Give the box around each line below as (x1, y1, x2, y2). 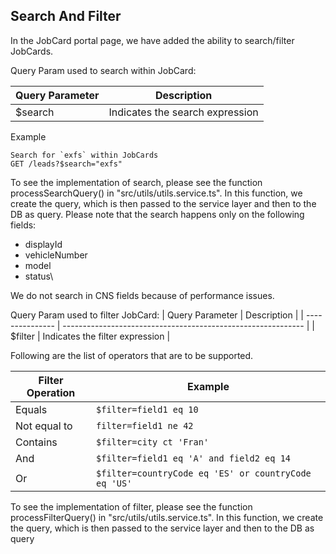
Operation (26, 385, 76, 399)
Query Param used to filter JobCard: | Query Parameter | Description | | (10, 309, 304, 321)
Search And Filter (10, 8, 122, 25)
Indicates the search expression (108, 105, 259, 119)
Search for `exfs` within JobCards (10, 150, 159, 160)
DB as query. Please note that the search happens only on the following (10, 208, 305, 220)
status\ (24, 270, 54, 282)
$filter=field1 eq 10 (96, 404, 199, 415)
